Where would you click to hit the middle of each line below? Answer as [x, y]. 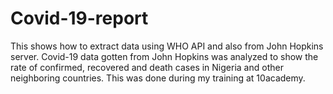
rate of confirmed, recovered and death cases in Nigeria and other [147, 67]
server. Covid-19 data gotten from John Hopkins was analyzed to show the [164, 56]
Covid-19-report [79, 18]
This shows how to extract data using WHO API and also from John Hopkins [167, 46]
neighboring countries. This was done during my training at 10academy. [158, 78]
